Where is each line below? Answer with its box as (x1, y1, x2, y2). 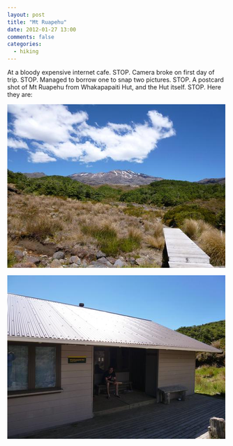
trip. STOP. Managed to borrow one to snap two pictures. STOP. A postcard (7, 75, 225, 84)
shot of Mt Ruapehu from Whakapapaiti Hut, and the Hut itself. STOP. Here (7, 83, 222, 91)
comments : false (7, 34, 54, 40)
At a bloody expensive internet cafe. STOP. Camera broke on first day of (7, 68, 215, 76)
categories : (7, 40, 42, 48)
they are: (7, 91, 33, 98)
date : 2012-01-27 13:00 (7, 26, 77, 33)
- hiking (13, 48, 39, 55)
